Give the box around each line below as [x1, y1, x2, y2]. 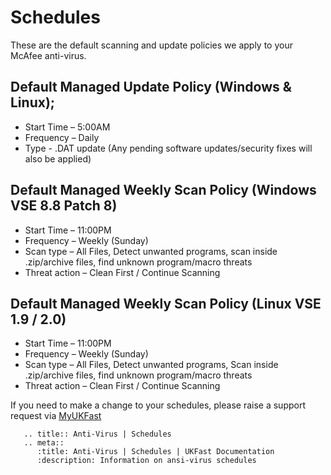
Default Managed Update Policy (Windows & [10, 79, 292, 96]
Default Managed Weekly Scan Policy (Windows [10, 182, 317, 199]
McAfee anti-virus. [10, 49, 87, 61]
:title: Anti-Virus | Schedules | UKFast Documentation [36, 447, 275, 457]
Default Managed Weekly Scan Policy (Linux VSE [10, 295, 322, 312]
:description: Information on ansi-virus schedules [36, 456, 257, 466]
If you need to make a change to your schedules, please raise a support [10, 399, 306, 411]
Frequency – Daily [24, 131, 100, 143]
